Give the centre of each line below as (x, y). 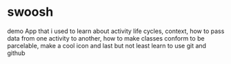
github (16, 53)
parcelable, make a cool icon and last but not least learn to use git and (107, 45)
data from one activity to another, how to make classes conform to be (106, 38)
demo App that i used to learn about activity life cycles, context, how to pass (116, 31)
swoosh (30, 12)
